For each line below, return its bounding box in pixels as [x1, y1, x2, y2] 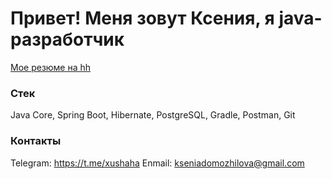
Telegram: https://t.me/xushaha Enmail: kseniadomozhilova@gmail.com [10, 157, 305, 169]
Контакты [10, 134, 62, 148]
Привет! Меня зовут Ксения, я [10, 7, 275, 30]
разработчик [10, 28, 125, 51]
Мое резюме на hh [10, 61, 92, 73]
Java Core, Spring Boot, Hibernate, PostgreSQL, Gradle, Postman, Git [10, 109, 296, 121]
